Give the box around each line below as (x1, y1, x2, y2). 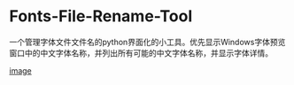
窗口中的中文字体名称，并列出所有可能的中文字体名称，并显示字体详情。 (9, 47, 273, 58)
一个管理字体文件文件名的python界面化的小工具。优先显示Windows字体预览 (9, 36, 286, 47)
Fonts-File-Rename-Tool (9, 6, 193, 27)
